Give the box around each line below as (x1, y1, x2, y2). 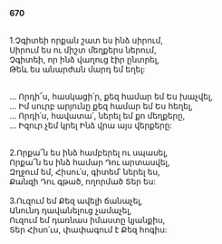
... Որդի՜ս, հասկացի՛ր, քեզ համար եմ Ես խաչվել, (9, 91, 213, 102)
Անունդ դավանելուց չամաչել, (9, 205, 132, 216)
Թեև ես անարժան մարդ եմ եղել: (9, 63, 146, 74)
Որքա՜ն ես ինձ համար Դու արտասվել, (9, 157, 170, 167)
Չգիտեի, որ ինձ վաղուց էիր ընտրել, (9, 54, 160, 64)
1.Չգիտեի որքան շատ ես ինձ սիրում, (9, 35, 163, 45)
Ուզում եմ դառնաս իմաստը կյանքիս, (9, 215, 166, 225)
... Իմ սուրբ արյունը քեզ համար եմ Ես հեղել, (9, 101, 193, 112)
